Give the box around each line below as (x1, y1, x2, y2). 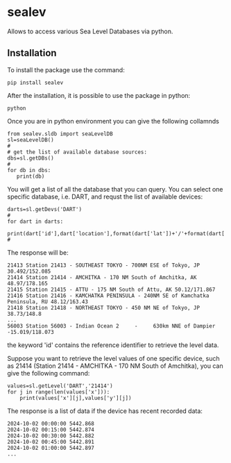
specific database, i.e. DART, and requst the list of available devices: (7, 192, 203, 201)
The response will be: (7, 248, 69, 257)
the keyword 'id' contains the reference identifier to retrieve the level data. (7, 341, 219, 349)
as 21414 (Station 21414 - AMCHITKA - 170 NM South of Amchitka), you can (7, 362, 223, 370)
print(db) (16, 173, 45, 180)
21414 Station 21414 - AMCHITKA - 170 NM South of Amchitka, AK (7, 273, 197, 281)
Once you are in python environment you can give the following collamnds (7, 117, 220, 125)
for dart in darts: (7, 218, 64, 225)
